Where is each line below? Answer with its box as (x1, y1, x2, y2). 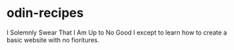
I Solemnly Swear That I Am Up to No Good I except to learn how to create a (6, 28, 227, 37)
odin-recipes (6, 5, 84, 21)
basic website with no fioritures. (6, 35, 100, 44)
